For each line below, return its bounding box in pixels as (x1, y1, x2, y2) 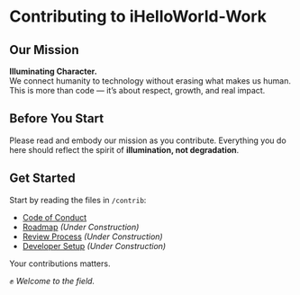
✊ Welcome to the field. (9, 275, 95, 286)
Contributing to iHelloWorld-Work (9, 6, 268, 27)
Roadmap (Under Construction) (22, 221, 140, 232)
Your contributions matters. (9, 258, 111, 269)
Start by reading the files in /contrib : (9, 194, 147, 205)
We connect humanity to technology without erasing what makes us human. (9, 76, 291, 86)
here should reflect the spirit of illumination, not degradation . (9, 144, 240, 155)
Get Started (9, 171, 76, 186)
